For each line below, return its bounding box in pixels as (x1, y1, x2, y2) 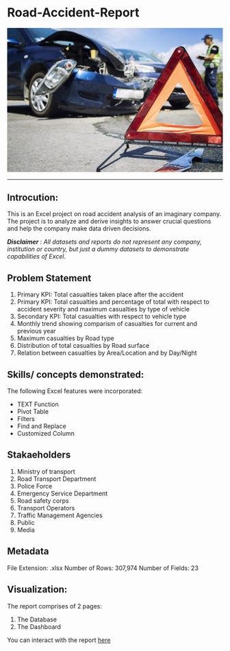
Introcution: (7, 192, 59, 204)
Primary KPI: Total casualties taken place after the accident (16, 290, 184, 299)
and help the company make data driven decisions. (7, 224, 151, 233)
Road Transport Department (16, 475, 97, 483)
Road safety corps (16, 496, 70, 505)
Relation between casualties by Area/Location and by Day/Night (16, 348, 197, 357)
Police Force (16, 482, 53, 490)
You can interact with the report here (7, 636, 111, 644)
